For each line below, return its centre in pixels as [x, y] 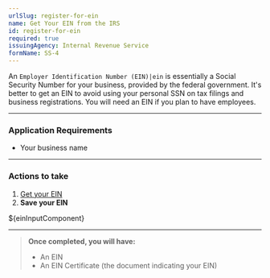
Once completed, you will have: [82, 241]
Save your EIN [44, 202]
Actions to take [39, 176]
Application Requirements [60, 130]
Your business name [54, 148]
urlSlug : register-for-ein [53, 16]
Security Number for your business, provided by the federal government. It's [135, 85]
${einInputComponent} [47, 218]
